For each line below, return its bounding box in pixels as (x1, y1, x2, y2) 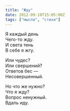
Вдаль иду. (5, 100, 29, 106)
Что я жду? (5, 89, 30, 95)
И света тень (5, 42, 34, 48)
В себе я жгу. (5, 47, 35, 54)
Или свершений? (5, 62, 42, 69)
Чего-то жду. (5, 36, 34, 42)
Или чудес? (5, 57, 31, 63)
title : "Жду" (5, 7, 33, 13)
